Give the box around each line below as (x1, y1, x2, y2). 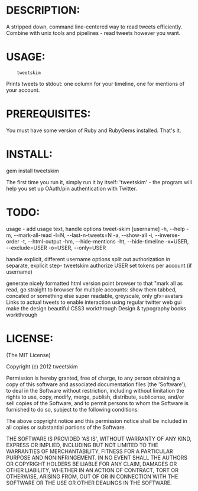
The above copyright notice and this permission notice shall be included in (6, 417, 187, 424)
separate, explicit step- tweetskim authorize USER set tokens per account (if (6, 262, 192, 269)
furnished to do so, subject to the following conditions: (6, 406, 139, 413)
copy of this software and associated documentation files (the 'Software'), (6, 380, 187, 388)
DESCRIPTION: (6, 4, 80, 17)
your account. (6, 86, 40, 94)
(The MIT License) (6, 351, 51, 358)
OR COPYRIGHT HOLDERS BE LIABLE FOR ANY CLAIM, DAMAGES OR (6, 460, 177, 467)
